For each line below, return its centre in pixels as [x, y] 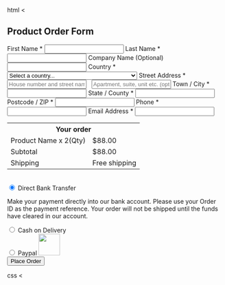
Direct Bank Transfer [47, 188]
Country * [102, 66]
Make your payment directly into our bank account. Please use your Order [112, 201]
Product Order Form [50, 31]
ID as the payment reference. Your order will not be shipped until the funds [113, 209]
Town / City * [191, 84]
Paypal [27, 253]
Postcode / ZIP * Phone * [83, 102]
